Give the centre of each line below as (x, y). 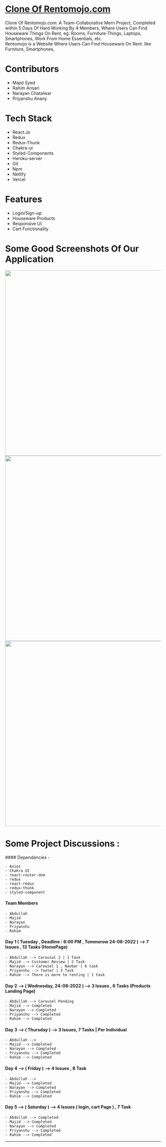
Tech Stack (29, 118)
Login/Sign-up (27, 213)
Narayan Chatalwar (32, 93)
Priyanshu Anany (30, 98)
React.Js (21, 132)
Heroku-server (27, 158)
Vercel (19, 179)
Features (24, 199)
